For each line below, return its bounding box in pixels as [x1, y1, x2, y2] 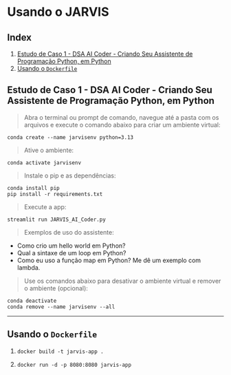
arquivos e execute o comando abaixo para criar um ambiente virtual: [23, 120, 221, 129]
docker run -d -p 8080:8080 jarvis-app [16, 361, 132, 368]
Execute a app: [23, 202, 67, 211]
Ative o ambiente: [23, 146, 74, 154]
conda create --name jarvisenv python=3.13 [7, 133, 134, 141]
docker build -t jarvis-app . [16, 348, 104, 355]
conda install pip [7, 184, 60, 191]
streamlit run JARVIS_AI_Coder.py [7, 216, 107, 223]
